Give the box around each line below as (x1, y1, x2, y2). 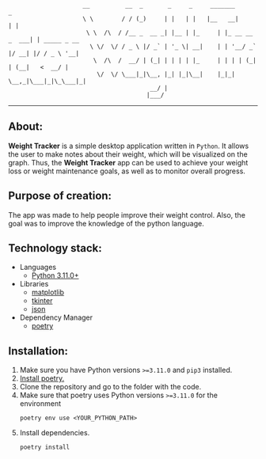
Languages (19, 263, 57, 272)
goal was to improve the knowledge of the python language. (8, 218, 204, 228)
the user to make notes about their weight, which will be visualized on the (8, 149, 248, 159)
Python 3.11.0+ (31, 271, 79, 280)
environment (19, 399, 62, 408)
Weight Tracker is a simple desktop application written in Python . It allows (8, 141, 249, 150)
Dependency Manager (19, 313, 93, 322)
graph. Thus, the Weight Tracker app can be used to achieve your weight (8, 157, 249, 167)
